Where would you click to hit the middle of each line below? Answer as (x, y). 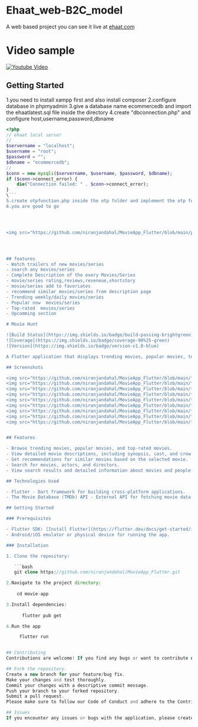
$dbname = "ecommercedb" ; (38, 162)
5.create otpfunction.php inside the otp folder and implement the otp (96, 201)
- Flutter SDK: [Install (37, 530)
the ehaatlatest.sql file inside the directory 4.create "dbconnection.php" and (98, 112)
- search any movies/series (41, 270)
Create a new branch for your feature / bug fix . (66, 674)
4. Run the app (24, 626)
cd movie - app (33, 594)
